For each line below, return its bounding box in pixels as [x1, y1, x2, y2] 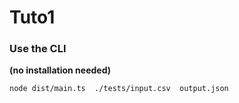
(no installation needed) [9, 64, 111, 76]
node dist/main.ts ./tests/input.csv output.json [9, 84, 229, 94]
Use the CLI [9, 42, 67, 56]
